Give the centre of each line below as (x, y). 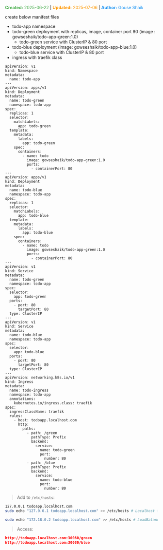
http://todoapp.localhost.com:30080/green (49, 538)
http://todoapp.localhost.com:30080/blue (48, 542)
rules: (16, 416)
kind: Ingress (19, 382)
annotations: (23, 399)
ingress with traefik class (37, 57)
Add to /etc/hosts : (36, 497)
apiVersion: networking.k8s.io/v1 (40, 378)
